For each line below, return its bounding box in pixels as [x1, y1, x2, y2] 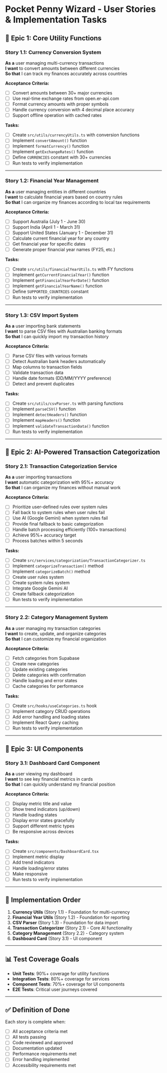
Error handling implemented [12, 1057, 70, 1063]
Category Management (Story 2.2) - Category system [12, 930, 124, 936]
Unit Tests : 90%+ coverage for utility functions [12, 971, 109, 977]
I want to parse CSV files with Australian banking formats [5, 328, 123, 334]
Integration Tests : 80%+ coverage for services [12, 976, 110, 982]
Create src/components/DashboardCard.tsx [12, 848, 99, 854]
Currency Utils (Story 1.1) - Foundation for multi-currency [12, 909, 130, 915]
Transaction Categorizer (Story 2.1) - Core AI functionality [12, 925, 133, 931]
